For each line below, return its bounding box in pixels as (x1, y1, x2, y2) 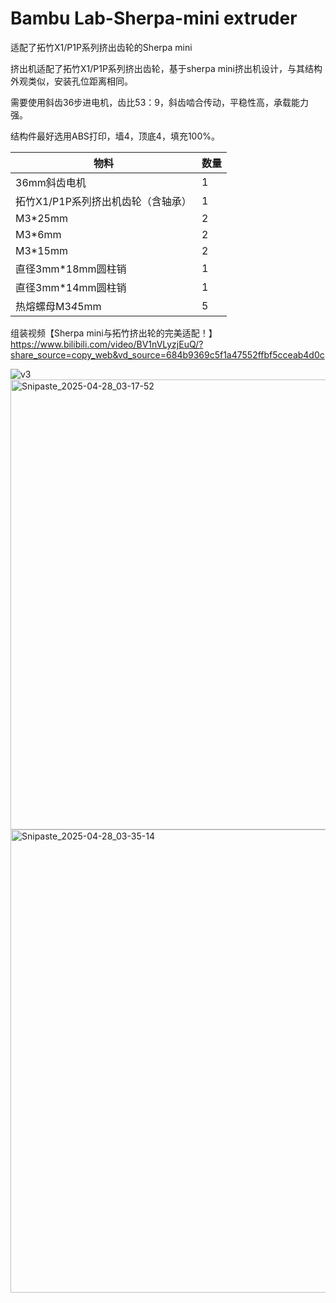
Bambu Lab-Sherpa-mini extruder (10, 7, 298, 30)
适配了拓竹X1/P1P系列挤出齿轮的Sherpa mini (10, 41, 193, 53)
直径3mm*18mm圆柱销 (15, 262, 127, 276)
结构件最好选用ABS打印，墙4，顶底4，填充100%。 (10, 130, 220, 142)
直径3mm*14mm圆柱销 (15, 280, 127, 294)
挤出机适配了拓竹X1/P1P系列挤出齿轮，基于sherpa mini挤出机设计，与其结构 (10, 62, 323, 74)
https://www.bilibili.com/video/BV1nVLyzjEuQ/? (10, 338, 204, 350)
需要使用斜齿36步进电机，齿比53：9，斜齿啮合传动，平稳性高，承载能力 (10, 96, 309, 108)
